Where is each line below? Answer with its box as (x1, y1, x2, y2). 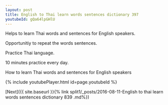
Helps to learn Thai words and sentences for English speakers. (5, 31, 136, 37)
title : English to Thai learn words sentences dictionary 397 (5, 12, 139, 17)
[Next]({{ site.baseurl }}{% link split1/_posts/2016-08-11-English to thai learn (5, 89, 163, 95)
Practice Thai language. (5, 50, 54, 56)
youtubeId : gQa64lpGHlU (5, 17, 55, 22)
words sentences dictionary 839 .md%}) (5, 94, 90, 100)
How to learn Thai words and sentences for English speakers (5, 69, 132, 75)
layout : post (5, 7, 33, 13)
